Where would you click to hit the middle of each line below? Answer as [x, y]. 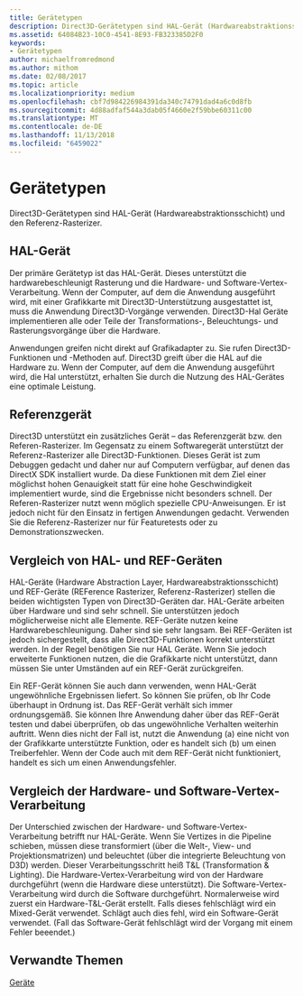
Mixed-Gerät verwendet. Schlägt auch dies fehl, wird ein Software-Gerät [144, 913]
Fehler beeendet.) [42, 932]
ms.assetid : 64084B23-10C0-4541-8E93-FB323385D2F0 [106, 34]
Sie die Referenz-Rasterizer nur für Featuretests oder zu [114, 522]
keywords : [28, 43]
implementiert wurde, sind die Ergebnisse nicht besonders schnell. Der [141, 493]
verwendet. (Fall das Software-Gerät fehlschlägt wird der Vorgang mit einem [151, 922]
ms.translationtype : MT [54, 118]
